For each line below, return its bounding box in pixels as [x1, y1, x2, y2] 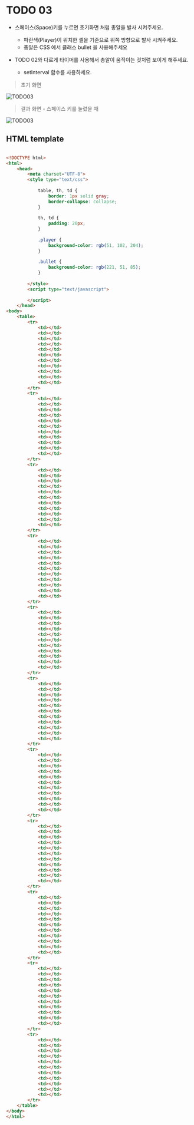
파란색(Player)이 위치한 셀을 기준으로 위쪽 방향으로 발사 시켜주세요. [23, 36, 178, 43]
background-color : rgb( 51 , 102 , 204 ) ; [48, 242, 144, 248]
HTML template [6, 134, 64, 144]
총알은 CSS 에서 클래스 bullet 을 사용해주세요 [23, 44, 128, 51]
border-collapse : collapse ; [48, 199, 117, 204]
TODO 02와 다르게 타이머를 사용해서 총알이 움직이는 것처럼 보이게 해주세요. [14, 56, 189, 63]
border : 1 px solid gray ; [48, 193, 110, 199]
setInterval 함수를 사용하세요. [23, 68, 92, 75]
